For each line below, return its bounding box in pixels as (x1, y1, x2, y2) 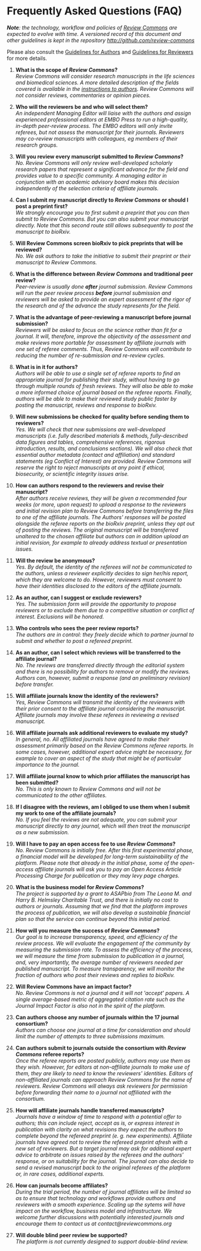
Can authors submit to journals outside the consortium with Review (15, 1044, 187, 1051)
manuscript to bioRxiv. (15, 228, 71, 235)
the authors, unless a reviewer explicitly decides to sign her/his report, (15, 569, 188, 576)
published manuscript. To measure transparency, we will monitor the (15, 965, 185, 972)
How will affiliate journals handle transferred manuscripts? (15, 1106, 165, 1113)
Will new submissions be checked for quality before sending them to (15, 413, 190, 420)
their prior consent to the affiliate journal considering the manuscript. (15, 704, 186, 712)
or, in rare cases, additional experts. (15, 1170, 105, 1177)
